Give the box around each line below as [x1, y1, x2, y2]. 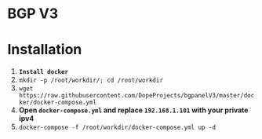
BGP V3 [7, 5, 59, 23]
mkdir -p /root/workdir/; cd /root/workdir [18, 76, 164, 85]
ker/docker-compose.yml [18, 99, 97, 107]
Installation [7, 41, 82, 59]
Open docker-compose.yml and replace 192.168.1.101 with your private [18, 105, 249, 115]
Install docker [18, 68, 69, 76]
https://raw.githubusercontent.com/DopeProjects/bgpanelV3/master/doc [18, 92, 255, 100]
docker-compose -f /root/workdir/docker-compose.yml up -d [18, 123, 217, 132]
